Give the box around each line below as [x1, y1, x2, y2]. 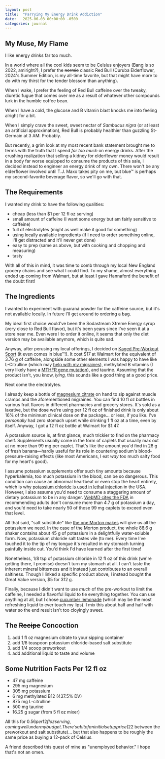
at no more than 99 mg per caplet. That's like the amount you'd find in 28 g [5, 443, 158, 449]
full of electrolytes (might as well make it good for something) [12, 226, 137, 232]
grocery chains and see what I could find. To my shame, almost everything [5, 267, 157, 273]
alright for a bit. [5, 113, 36, 119]
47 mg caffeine [12, 677, 43, 683]
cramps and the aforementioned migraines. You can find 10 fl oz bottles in [5, 396, 155, 402]
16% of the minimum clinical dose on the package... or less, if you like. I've [5, 412, 156, 418]
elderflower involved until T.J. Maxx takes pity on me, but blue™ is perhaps [5, 169, 156, 174]
